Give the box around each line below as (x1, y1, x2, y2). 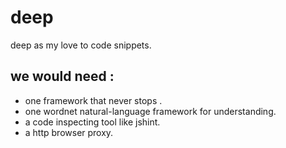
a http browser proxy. (24, 126, 114, 138)
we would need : (10, 68, 115, 85)
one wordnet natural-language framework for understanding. (24, 105, 277, 117)
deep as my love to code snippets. (10, 39, 152, 51)
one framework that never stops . (24, 94, 163, 106)
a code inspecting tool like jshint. (24, 116, 161, 128)
